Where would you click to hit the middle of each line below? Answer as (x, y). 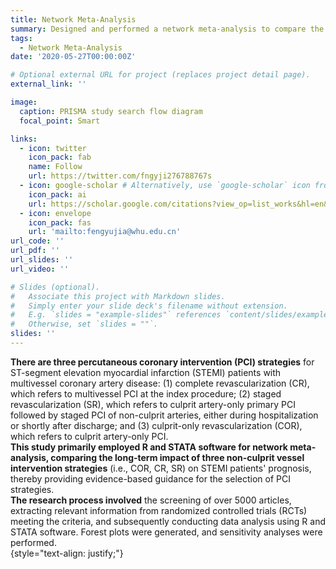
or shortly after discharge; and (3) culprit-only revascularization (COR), (156, 425)
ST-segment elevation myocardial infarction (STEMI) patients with (146, 372)
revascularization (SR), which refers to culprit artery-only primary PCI (153, 404)
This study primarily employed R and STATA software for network (149, 447)
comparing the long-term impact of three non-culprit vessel (177, 457)
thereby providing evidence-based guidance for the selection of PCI (150, 478)
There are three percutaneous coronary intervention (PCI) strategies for (162, 362)
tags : (21, 38)
